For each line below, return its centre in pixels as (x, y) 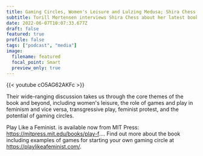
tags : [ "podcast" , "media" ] (42, 46)
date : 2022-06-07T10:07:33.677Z (47, 23)
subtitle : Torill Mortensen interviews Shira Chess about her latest (96, 17)
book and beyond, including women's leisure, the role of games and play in (100, 103)
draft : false (23, 29)
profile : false (25, 40)
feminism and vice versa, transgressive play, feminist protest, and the (93, 110)
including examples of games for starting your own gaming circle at (90, 140)
